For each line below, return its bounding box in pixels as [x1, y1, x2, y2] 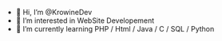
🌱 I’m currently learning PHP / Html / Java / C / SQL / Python [15, 24, 215, 33]
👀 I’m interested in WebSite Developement [15, 16, 155, 25]
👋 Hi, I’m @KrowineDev [15, 8, 93, 17]
